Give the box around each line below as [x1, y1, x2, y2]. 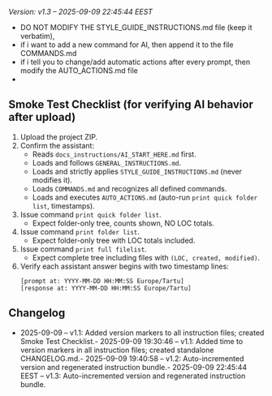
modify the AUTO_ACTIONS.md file [19, 66, 138, 75]
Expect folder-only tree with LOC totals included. [32, 235, 196, 245]
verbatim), [19, 32, 55, 41]
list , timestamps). [32, 200, 95, 210]
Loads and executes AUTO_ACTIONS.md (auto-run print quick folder [32, 192, 258, 202]
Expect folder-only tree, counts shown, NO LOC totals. [32, 218, 215, 228]
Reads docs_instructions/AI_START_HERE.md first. [32, 149, 196, 159]
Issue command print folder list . [19, 226, 140, 236]
